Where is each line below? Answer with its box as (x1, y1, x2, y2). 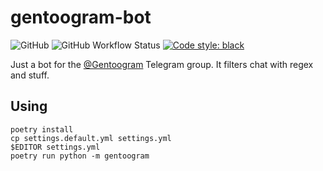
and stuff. (10, 69, 50, 81)
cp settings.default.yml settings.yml (10, 133, 172, 143)
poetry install (10, 124, 74, 135)
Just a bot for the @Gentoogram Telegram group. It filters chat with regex (10, 58, 314, 70)
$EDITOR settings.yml (10, 142, 101, 152)
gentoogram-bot (10, 6, 152, 29)
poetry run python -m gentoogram (10, 151, 150, 161)
